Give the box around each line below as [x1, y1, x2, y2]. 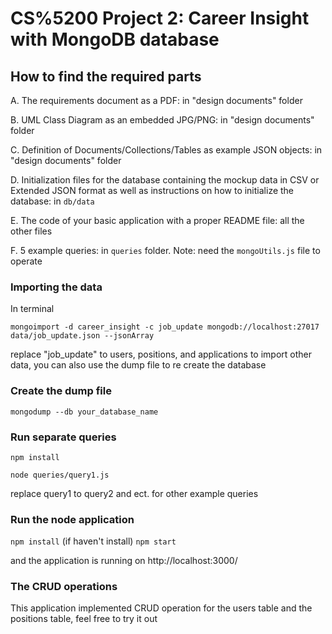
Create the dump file [10, 384, 112, 398]
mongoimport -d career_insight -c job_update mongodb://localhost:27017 [10, 322, 320, 332]
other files [10, 225, 53, 237]
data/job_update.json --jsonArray [10, 331, 155, 341]
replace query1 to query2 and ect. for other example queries [10, 487, 259, 499]
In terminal [10, 303, 55, 315]
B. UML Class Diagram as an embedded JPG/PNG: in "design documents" [10, 114, 315, 126]
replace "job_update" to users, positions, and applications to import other [10, 348, 312, 361]
